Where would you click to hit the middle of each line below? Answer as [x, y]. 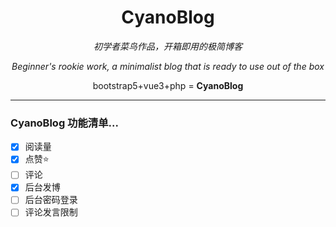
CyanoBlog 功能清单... [64, 123]
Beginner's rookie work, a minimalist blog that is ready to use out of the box [168, 66]
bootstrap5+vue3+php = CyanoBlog [168, 85]
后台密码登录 [51, 200]
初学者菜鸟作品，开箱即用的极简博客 [168, 46]
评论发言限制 [51, 212]
